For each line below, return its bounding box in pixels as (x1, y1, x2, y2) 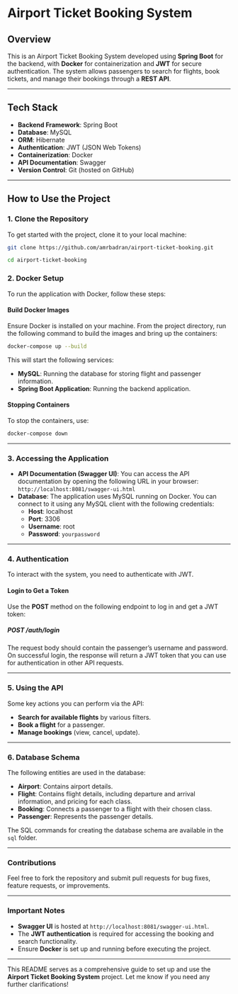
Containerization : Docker (17, 150, 93, 159)
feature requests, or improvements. (7, 881, 110, 890)
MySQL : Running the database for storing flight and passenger (17, 369, 202, 378)
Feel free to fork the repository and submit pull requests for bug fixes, (7, 874, 211, 883)
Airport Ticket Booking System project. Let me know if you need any (7, 972, 210, 981)
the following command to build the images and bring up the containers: (7, 329, 217, 337)
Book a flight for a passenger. (17, 721, 106, 729)
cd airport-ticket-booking (7, 256, 87, 264)
